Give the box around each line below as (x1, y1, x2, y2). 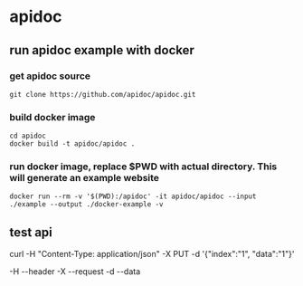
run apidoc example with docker (9, 43, 194, 58)
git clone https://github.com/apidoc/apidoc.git (9, 90, 196, 99)
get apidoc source (9, 70, 91, 82)
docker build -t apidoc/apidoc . (9, 139, 136, 148)
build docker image (9, 110, 96, 123)
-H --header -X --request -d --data (9, 266, 141, 277)
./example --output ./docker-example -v (9, 200, 165, 209)
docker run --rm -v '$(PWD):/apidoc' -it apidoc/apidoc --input (9, 192, 257, 201)
